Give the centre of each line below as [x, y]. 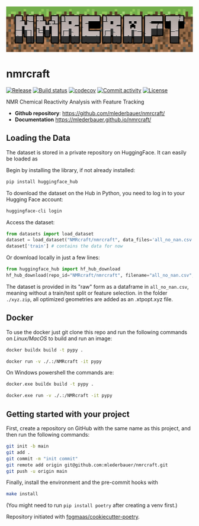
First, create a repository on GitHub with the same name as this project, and [98, 428]
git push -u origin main [37, 471]
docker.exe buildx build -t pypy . [50, 384]
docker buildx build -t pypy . [45, 350]
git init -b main [28, 446]
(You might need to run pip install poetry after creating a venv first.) [92, 505]
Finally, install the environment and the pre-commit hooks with [82, 482]
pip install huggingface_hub [42, 182]
